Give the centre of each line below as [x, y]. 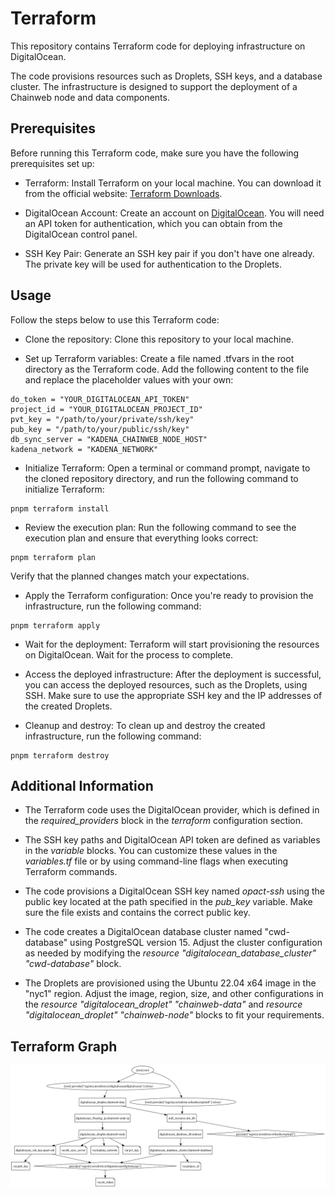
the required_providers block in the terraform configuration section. [164, 821]
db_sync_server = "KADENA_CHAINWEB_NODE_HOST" [109, 439]
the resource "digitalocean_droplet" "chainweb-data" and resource [163, 1004]
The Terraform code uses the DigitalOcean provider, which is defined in [172, 810]
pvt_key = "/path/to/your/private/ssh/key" [102, 419]
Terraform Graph [64, 1046]
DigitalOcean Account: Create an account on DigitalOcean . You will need [174, 213]
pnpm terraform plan [53, 557]
